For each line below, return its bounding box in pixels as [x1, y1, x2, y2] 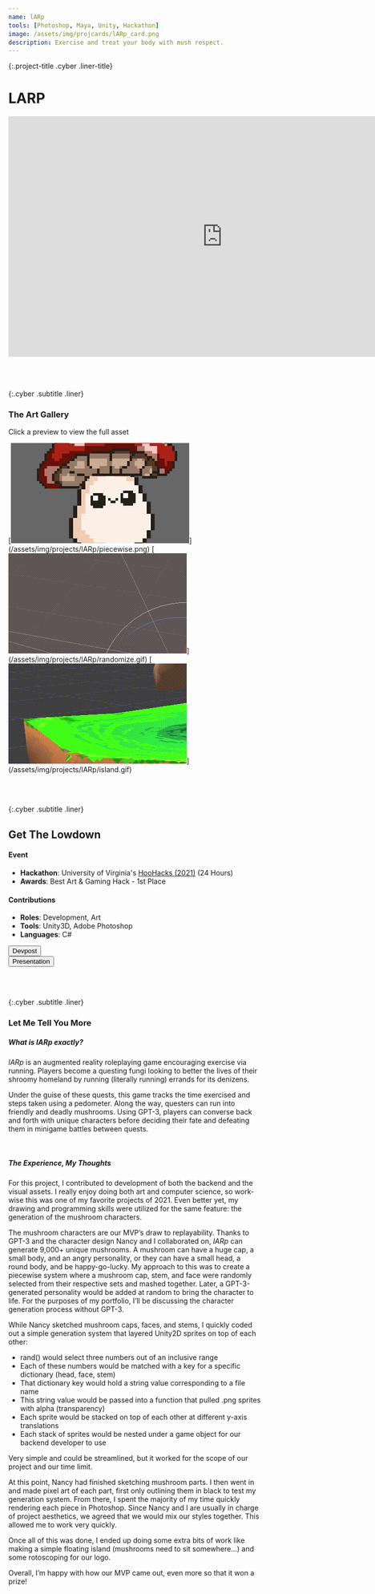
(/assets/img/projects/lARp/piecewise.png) [8, 544, 151, 554]
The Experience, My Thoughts [8, 1158, 111, 1167]
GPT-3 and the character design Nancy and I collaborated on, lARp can [8, 1236, 243, 1246]
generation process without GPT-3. [8, 1305, 124, 1314]
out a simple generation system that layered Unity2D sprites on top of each [8, 1329, 256, 1338]
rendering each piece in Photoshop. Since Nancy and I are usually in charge [8, 1503, 259, 1513]
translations [19, 1421, 59, 1430]
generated [8, 1288, 42, 1297]
